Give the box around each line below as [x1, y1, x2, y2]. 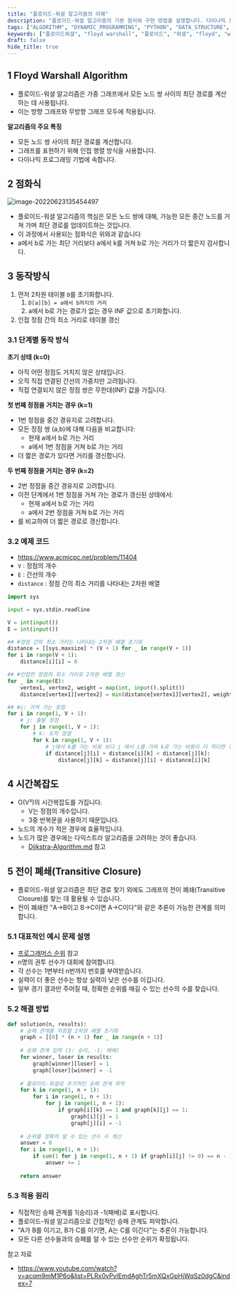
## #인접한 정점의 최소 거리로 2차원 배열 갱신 [7, 671, 125, 678]
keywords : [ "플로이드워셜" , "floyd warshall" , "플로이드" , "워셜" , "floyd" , [7, 30, 222, 38]
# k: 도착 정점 [33, 730, 72, 737]
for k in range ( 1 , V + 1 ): [33, 736, 113, 744]
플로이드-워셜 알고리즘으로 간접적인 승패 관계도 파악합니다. [17, 1217, 180, 1225]
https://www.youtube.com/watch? [17, 1263, 118, 1272]
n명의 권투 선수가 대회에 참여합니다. [17, 958, 117, 967]
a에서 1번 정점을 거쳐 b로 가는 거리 [28, 442, 123, 451]
